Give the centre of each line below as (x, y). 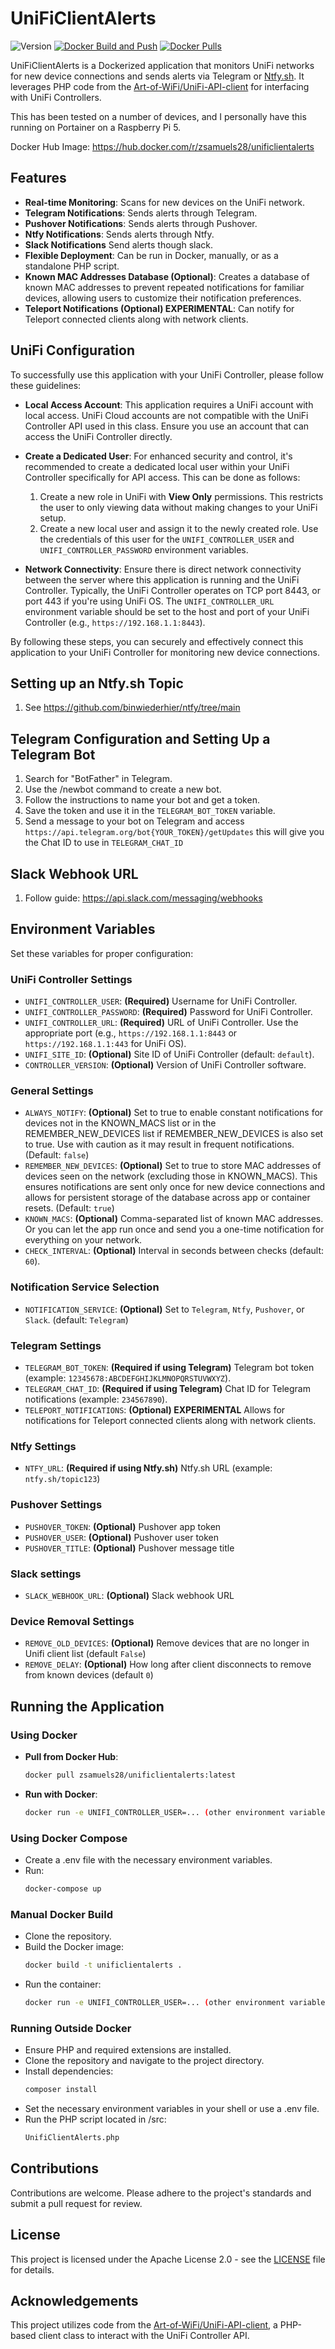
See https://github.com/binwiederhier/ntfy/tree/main (132, 708)
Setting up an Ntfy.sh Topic (97, 683)
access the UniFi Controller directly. (98, 436)
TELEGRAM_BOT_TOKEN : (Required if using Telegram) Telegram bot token (169, 1367)
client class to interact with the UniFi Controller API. (144, 2336)
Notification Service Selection (85, 1287)
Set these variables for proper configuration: (102, 953)
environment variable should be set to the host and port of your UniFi (167, 611)
